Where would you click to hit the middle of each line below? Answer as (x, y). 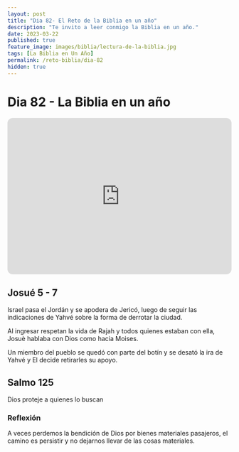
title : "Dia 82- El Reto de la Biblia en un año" (83, 21)
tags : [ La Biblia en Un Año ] (51, 54)
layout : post (27, 14)
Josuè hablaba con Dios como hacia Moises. (73, 339)
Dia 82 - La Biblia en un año (89, 102)
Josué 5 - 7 (33, 292)
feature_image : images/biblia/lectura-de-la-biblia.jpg (92, 47)
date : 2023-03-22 (33, 34)
